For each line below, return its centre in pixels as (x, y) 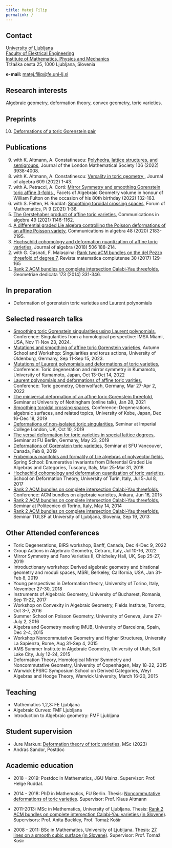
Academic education (40, 766)
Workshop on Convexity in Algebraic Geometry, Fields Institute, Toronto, (89, 605)
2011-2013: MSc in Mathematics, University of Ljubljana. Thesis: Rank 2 (88, 808)
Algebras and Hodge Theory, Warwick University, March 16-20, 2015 (85, 676)
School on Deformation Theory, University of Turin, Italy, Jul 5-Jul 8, (85, 478)
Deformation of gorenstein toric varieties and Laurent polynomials (83, 303)
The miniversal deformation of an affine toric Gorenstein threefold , (83, 397)
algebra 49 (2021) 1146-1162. (44, 220)
